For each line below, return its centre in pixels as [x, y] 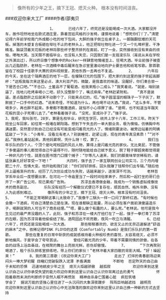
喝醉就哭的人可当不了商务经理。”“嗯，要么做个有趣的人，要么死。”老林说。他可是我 [84, 208]
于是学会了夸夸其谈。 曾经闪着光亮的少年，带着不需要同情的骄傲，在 [89, 240]
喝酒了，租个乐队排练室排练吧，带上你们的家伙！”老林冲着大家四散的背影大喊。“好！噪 [81, 251]
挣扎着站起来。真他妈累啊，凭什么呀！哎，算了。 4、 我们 [86, 140]
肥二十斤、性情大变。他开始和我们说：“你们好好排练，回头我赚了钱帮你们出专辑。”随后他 [82, 166]
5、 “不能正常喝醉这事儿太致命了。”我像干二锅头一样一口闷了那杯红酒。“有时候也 [82, 198]
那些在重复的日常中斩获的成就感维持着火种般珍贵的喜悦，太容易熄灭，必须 [90, 235]
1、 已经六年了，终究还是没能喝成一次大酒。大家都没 [101, 29]
